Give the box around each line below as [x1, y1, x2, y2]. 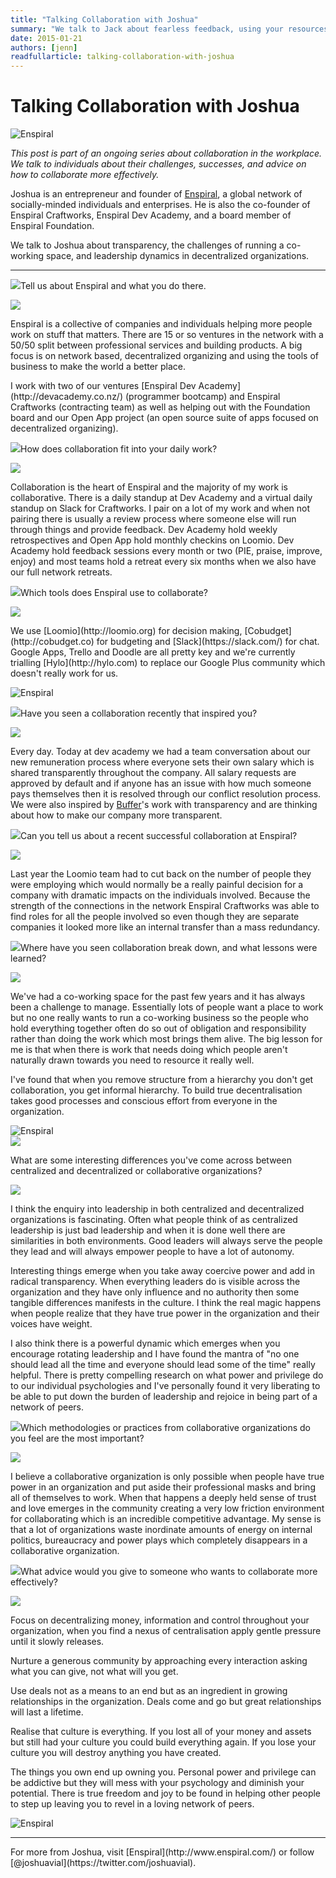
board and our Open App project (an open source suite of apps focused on [10, 412, 319, 424]
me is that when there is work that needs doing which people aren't [10, 1044, 288, 1056]
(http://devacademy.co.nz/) [10, 391, 124, 403]
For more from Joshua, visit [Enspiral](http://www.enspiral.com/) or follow [10, 1846, 315, 1858]
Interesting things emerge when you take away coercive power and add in [10, 1265, 316, 1277]
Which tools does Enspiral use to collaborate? [20, 587, 209, 599]
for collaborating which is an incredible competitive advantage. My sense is [10, 1513, 322, 1525]
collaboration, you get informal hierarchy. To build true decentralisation [10, 1084, 303, 1096]
